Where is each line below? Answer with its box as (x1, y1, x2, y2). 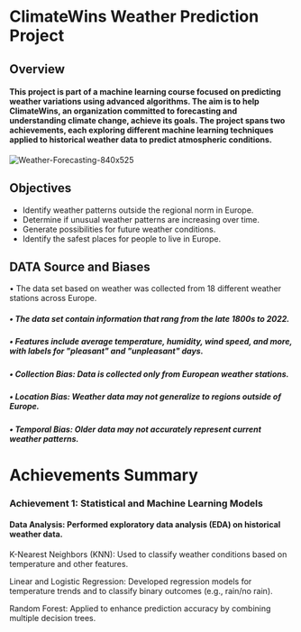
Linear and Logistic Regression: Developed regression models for (9, 575, 252, 587)
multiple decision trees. (9, 612, 96, 623)
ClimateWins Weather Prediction (9, 6, 260, 27)
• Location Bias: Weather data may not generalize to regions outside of (9, 391, 282, 402)
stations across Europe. (9, 293, 97, 304)
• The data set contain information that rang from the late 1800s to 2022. (9, 314, 290, 324)
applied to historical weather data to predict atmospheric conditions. (9, 134, 273, 145)
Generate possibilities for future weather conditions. (22, 224, 216, 234)
